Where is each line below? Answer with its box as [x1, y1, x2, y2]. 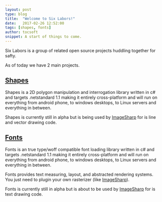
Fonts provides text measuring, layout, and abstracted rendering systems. [5, 171, 154, 177]
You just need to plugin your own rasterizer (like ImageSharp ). [5, 176, 130, 183]
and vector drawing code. [5, 119, 57, 125]
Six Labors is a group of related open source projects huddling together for [5, 47, 156, 54]
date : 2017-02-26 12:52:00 [5, 20, 64, 26]
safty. [5, 53, 17, 58]
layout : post [5, 7, 32, 12]
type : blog [5, 12, 27, 17]
